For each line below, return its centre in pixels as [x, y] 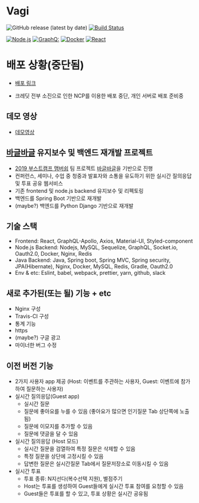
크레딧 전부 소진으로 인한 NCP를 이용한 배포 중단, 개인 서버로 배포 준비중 [99, 96]
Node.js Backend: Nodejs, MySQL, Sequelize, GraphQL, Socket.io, [96, 247]
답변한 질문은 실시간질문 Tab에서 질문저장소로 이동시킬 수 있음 [96, 463]
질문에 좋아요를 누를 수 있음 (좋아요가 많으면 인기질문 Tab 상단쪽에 [101, 411]
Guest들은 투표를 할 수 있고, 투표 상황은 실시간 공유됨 [86, 493]
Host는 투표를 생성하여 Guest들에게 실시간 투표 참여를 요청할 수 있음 [104, 486]
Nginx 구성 [27, 309]
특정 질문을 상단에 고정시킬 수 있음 [64, 456]
